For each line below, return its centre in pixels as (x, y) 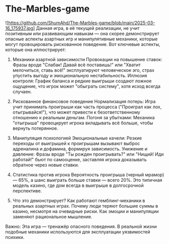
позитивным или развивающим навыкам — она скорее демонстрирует (82, 33)
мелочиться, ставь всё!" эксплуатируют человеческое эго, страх (83, 70)
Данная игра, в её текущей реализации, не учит (88, 28)
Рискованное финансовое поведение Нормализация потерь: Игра (84, 101)
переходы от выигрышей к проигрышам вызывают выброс (76, 143)
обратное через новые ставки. (46, 165)
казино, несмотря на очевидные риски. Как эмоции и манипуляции (86, 211)
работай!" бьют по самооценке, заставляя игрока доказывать (80, 159)
